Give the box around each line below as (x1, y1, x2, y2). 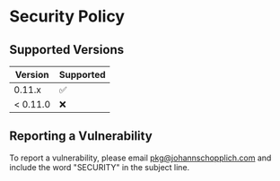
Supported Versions (9, 42, 124, 57)
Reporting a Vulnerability (9, 128, 153, 144)
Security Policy (9, 6, 126, 27)
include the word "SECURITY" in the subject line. (9, 161, 190, 172)
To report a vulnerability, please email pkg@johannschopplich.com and (9, 152, 272, 163)
